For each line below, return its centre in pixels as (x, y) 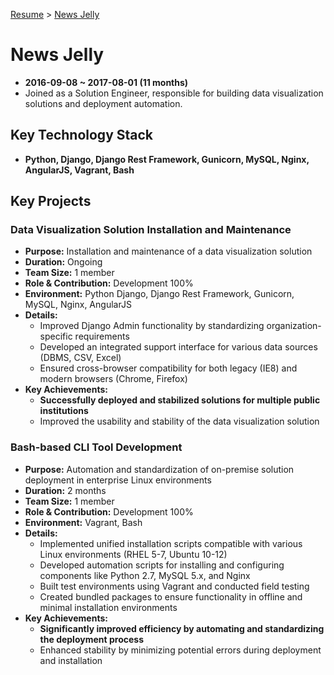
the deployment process (91, 639)
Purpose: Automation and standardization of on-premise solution (159, 469)
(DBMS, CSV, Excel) (80, 358)
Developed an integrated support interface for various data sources (178, 347)
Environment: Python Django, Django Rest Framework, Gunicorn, (159, 294)
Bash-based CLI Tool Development (96, 447)
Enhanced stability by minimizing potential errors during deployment (180, 650)
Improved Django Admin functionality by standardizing (152, 326)
